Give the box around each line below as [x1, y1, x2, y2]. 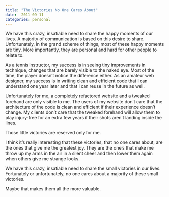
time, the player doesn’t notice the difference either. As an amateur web [5, 73, 154, 79]
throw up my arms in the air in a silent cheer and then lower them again [5, 150, 153, 157]
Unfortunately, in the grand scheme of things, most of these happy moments [5, 41, 164, 47]
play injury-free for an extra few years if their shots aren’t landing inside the [5, 115, 162, 121]
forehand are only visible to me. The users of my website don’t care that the [5, 98, 163, 105]
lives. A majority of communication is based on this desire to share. [5, 36, 145, 42]
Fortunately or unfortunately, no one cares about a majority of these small [5, 171, 158, 177]
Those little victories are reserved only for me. [5, 130, 101, 136]
